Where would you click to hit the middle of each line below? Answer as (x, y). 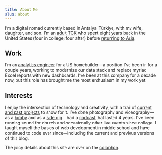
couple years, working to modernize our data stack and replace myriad (76, 70)
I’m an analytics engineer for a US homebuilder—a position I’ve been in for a (81, 65)
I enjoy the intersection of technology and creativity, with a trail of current (78, 108)
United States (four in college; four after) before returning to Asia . (70, 38)
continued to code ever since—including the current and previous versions (80, 133)
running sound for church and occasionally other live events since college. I (81, 123)
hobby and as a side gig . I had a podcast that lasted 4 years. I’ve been (84, 118)
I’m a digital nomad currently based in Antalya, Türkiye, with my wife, (74, 28)
